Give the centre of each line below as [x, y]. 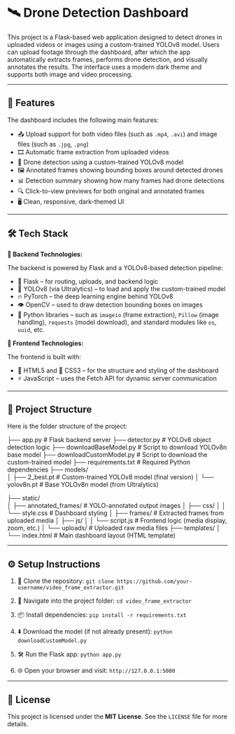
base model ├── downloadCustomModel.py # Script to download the [107, 455]
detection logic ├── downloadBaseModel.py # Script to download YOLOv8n [117, 447]
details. [18, 724]
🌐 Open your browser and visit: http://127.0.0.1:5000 [96, 671]
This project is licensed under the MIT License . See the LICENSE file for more [117, 716]
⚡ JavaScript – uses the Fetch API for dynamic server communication [117, 378]
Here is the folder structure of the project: [67, 426]
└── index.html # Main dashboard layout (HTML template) [92, 535]
